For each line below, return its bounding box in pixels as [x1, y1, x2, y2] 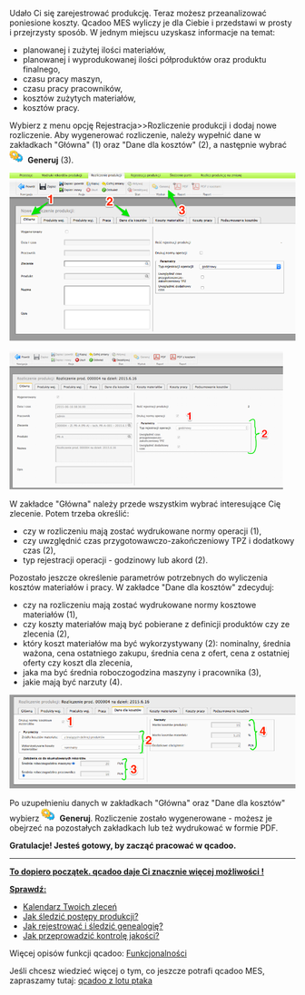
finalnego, [22, 64, 61, 74]
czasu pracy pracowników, [22, 84, 123, 94]
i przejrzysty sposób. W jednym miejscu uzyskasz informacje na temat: [9, 27, 275, 37]
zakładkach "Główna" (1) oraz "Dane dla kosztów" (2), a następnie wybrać [9, 140, 288, 150]
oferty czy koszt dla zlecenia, [22, 657, 133, 668]
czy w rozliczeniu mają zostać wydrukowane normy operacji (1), [22, 526, 262, 537]
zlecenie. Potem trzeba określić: [9, 507, 130, 518]
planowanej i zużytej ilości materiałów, [22, 44, 166, 55]
